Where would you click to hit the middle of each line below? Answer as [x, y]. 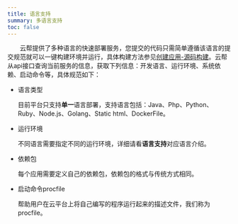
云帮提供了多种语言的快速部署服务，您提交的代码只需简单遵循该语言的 [122, 48]
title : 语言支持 [29, 14]
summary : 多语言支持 [35, 21]
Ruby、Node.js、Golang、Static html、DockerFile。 [93, 113]
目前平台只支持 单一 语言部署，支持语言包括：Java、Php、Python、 [115, 105]
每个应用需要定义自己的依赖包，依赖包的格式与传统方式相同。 [108, 174]
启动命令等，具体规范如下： [60, 74]
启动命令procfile [41, 189]
